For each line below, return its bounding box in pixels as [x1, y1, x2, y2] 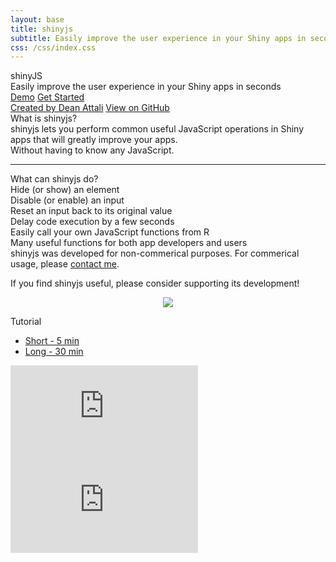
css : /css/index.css [10, 42, 97, 53]
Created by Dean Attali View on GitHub [10, 102, 170, 114]
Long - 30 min [24, 346, 84, 358]
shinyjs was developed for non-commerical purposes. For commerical [10, 247, 300, 260]
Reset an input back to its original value [10, 205, 173, 217]
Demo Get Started [10, 91, 85, 103]
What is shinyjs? [10, 112, 78, 125]
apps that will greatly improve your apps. [10, 134, 178, 146]
